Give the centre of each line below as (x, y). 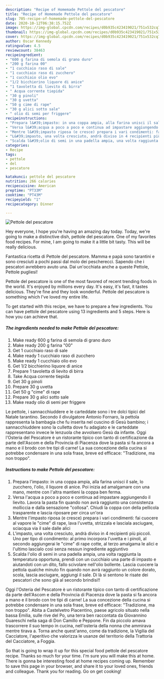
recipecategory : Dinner (30, 204)
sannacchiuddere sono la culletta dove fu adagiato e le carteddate (72, 427)
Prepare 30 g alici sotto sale (41, 397)
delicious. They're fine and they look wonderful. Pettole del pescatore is (78, 292)
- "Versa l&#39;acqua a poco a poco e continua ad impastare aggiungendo (82, 127)
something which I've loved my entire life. (47, 297)
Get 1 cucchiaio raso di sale (40, 351)
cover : (12, 37)
